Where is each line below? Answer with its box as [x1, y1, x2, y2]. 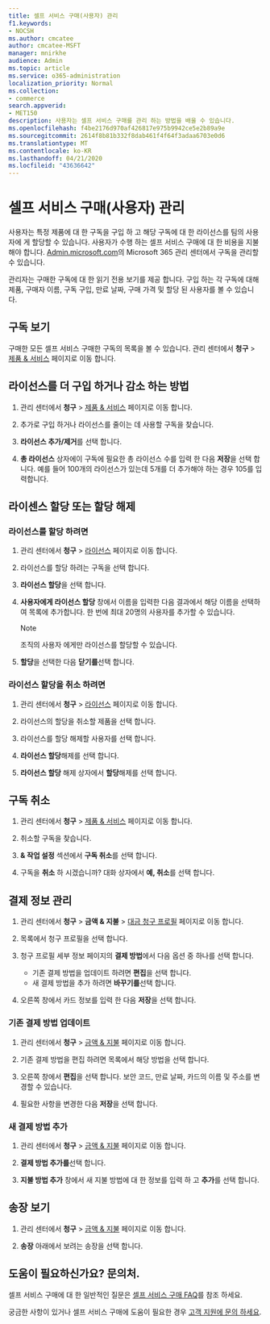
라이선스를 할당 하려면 [8, 526, 89, 537]
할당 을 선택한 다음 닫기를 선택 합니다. [19, 657, 135, 667]
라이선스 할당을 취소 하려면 [8, 679, 106, 690]
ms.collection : [8, 86, 60, 95]
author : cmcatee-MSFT [8, 42, 81, 50]
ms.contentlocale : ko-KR [8, 147, 92, 155]
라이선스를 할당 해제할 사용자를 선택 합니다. [19, 733, 156, 743]
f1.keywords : [8, 19, 52, 27]
